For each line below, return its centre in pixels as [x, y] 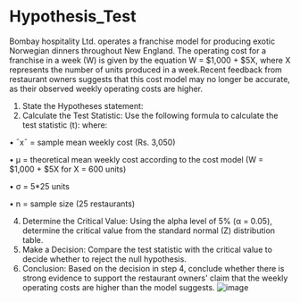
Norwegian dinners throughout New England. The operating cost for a [137, 50]
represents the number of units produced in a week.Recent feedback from [146, 70]
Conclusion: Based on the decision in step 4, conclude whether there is [153, 268]
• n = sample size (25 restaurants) [72, 204]
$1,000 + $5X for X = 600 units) [68, 169]
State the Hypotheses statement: [83, 105]
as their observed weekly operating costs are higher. [106, 88]
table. [33, 239]
